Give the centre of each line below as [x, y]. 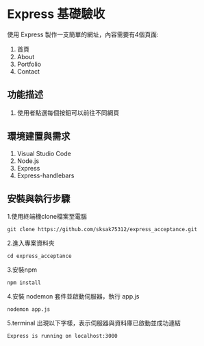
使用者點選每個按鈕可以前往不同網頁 [68, 112]
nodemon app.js [29, 310]
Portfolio [29, 64]
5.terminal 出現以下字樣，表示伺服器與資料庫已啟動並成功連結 [94, 323]
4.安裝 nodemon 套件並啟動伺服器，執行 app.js [73, 296]
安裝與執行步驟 [39, 198]
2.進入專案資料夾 [31, 243]
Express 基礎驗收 [56, 14]
